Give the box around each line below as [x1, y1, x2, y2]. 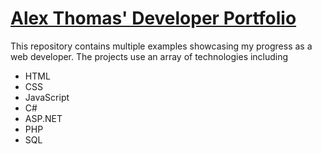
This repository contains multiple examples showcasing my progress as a [10, 40, 313, 52]
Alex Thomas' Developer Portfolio [10, 7, 297, 30]
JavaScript [24, 91, 70, 103]
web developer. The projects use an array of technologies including [10, 50, 289, 62]
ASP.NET [24, 112, 63, 124]
